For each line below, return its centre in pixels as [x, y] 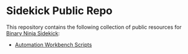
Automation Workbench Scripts [53, 45]
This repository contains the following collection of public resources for [94, 27]
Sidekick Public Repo [59, 11]
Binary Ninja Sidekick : [33, 33]
